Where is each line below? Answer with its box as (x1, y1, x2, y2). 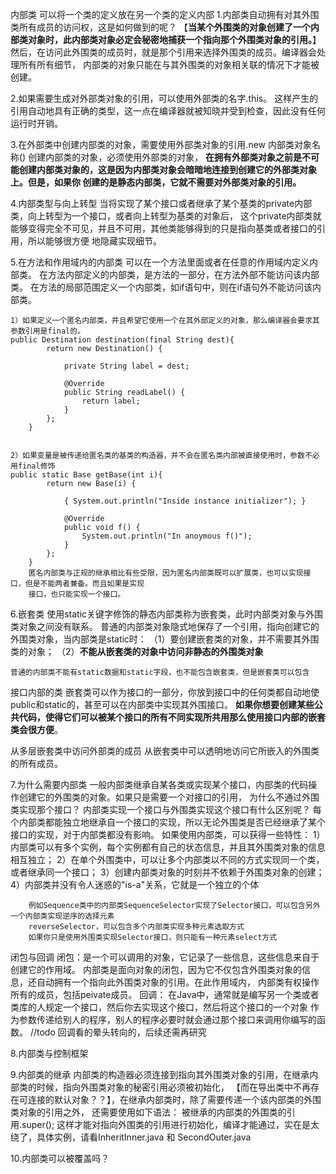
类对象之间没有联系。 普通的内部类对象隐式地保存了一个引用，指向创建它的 (10, 621, 320, 632)
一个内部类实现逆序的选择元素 (10, 911, 115, 921)
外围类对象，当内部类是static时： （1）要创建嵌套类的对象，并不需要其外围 (10, 633, 320, 645)
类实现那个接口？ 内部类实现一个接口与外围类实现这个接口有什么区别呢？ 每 (10, 804, 322, 815)
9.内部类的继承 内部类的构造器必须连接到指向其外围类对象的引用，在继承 (10, 1069, 310, 1080)
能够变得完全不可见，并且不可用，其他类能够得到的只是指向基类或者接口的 (10, 223, 317, 234)
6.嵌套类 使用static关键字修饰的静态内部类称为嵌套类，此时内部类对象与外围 (10, 608, 324, 620)
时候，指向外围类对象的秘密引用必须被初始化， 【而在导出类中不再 (36, 1081, 311, 1093)
